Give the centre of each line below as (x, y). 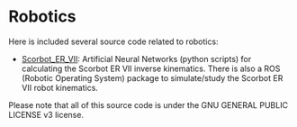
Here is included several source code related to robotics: (113, 41)
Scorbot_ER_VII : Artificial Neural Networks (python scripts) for (136, 59)
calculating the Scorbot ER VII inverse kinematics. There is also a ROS (151, 68)
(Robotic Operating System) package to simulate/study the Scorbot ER (152, 77)
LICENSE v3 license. (46, 114)
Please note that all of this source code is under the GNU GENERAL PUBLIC (148, 104)
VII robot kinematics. (59, 87)
